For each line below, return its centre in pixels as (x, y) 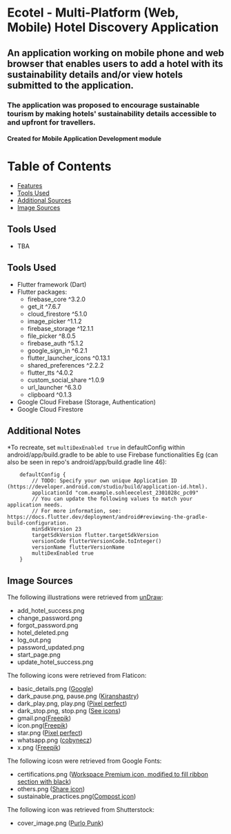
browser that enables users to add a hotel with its (115, 64)
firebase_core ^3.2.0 (57, 299)
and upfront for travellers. (51, 122)
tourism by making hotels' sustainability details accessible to (112, 113)
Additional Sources (44, 200)
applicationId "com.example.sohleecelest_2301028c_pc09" (115, 493)
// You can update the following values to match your (112, 499)
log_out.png (34, 640)
